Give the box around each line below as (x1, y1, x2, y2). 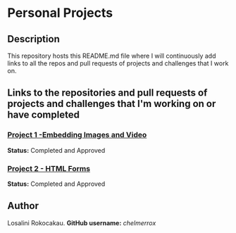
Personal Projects (7, 5, 113, 21)
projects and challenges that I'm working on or (7, 98, 216, 110)
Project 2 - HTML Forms (7, 163, 90, 173)
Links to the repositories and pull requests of (7, 87, 208, 99)
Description (7, 33, 60, 45)
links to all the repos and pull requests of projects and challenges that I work (7, 59, 229, 68)
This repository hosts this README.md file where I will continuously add (7, 51, 216, 60)
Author (7, 200, 39, 212)
